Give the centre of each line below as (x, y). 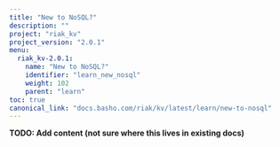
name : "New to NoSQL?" (67, 67)
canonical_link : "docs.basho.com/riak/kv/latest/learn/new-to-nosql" (141, 108)
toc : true (28, 100)
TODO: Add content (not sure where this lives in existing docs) (127, 133)
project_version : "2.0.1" (57, 42)
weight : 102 (47, 83)
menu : (19, 50)
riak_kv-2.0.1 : (45, 58)
